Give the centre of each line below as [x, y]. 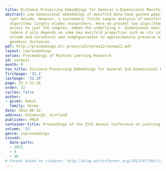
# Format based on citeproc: [35, 161]
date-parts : [22, 143]
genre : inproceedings [27, 134]
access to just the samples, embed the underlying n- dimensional [79, 28]
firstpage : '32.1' [24, 74]
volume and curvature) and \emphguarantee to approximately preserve [83, 37]
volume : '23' [19, 129]
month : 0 [14, 65]
